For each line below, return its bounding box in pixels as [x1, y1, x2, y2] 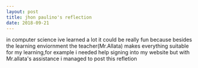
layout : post [6, 8, 39, 15]
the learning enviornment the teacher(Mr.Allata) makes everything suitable [6, 42, 189, 50]
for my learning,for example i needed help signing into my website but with [6, 49, 190, 56]
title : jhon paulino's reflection [6, 14, 92, 20]
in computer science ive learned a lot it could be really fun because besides [6, 36, 193, 44]
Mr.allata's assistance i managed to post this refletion [6, 55, 137, 63]
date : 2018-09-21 [6, 20, 49, 26]
